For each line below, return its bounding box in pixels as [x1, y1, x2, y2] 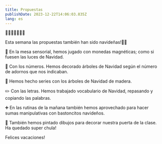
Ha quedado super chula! [5, 125, 57, 131]
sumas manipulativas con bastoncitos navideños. [5, 110, 105, 116]
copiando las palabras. [5, 95, 51, 101]
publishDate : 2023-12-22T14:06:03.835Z [5, 12, 87, 17]
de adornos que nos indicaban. [5, 69, 68, 75]
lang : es [5, 16, 23, 21]
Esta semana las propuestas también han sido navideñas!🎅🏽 [5, 39, 127, 45]
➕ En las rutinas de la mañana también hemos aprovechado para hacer [5, 105, 149, 111]
